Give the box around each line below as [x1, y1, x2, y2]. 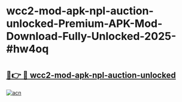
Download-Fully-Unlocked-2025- [6, 30, 177, 43]
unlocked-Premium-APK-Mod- [6, 17, 163, 30]
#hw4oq [6, 42, 49, 56]
